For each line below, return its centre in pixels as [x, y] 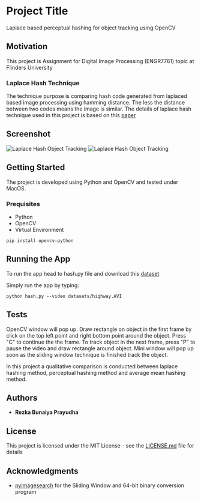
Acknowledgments [43, 471]
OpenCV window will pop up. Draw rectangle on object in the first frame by [99, 329]
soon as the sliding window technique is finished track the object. [87, 354]
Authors [22, 398]
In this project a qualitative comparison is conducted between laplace [92, 366]
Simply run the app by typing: [43, 285]
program [25, 492]
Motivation [27, 47]
